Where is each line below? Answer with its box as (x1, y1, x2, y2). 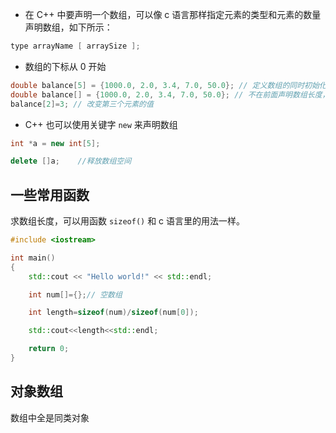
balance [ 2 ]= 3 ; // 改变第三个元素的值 (10, 99, 154, 109)
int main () (10, 253, 56, 263)
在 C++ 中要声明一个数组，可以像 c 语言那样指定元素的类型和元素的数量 (24, 9, 322, 20)
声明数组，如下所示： (24, 21, 113, 33)
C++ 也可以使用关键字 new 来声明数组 (24, 118, 178, 130)
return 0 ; (28, 344, 70, 354)
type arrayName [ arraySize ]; (10, 41, 141, 51)
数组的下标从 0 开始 (24, 60, 107, 72)
